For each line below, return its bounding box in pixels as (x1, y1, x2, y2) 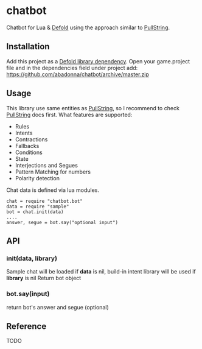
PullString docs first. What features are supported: (6, 111, 133, 118)
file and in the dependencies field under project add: (6, 64, 138, 71)
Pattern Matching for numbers (15, 168, 91, 175)
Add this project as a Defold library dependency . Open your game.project (6, 57, 190, 65)
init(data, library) (6, 254, 58, 263)
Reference (6, 321, 47, 331)
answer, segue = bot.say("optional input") (6, 219, 119, 225)
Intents (15, 129, 33, 136)
